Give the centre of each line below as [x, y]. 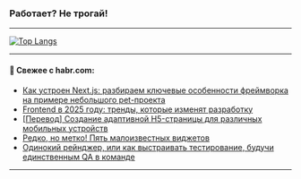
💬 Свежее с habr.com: [52, 70]
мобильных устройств [65, 128]
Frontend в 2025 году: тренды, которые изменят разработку [138, 109]
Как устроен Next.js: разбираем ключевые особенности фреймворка [155, 90]
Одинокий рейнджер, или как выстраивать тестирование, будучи [148, 147]
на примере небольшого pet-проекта [94, 99]
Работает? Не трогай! [59, 13]
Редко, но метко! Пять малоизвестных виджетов [116, 138]
